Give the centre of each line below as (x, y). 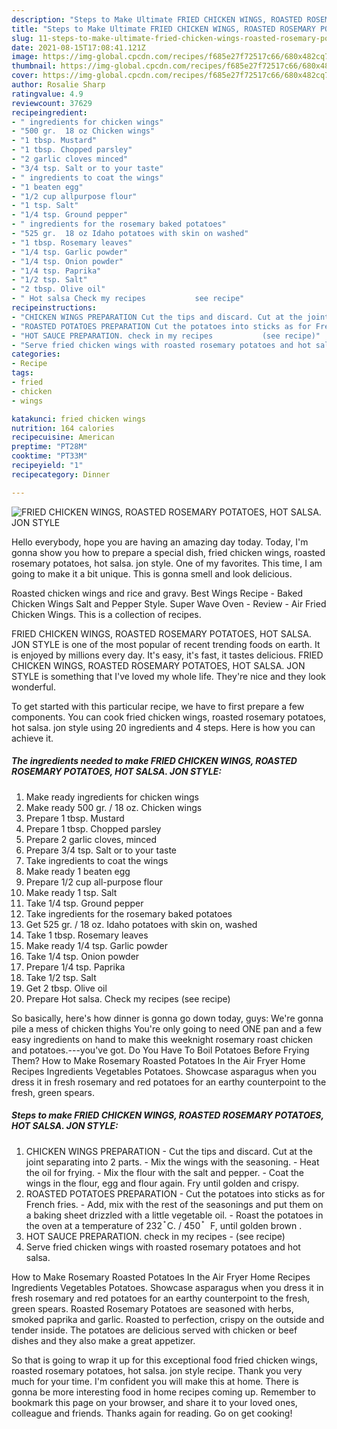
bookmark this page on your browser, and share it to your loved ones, (154, 1402)
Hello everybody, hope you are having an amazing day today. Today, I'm (160, 542)
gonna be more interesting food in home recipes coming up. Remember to (163, 1392)
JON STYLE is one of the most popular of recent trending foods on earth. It (166, 644)
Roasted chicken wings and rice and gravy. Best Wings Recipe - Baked (157, 593)
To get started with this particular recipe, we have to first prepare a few (158, 706)
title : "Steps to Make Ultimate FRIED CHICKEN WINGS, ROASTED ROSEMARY (163, 29)
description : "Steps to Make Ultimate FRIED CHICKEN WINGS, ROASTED (157, 19)
